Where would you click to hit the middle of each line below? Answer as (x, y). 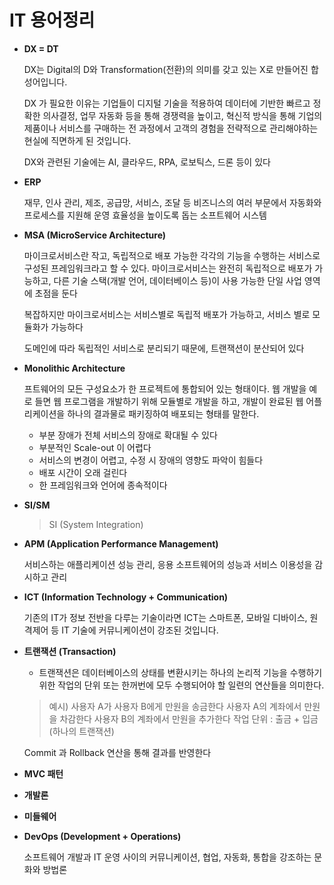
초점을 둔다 (56, 293)
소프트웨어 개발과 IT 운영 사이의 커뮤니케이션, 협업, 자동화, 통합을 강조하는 (167, 857)
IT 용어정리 (52, 20)
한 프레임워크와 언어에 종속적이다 (103, 485)
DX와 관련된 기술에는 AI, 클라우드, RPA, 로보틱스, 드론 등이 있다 (147, 162)
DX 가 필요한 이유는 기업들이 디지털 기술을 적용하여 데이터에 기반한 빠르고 (167, 103)
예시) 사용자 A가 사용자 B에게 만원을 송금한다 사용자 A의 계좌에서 (175, 706)
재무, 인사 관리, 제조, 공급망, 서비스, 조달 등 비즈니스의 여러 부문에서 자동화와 (172, 202)
